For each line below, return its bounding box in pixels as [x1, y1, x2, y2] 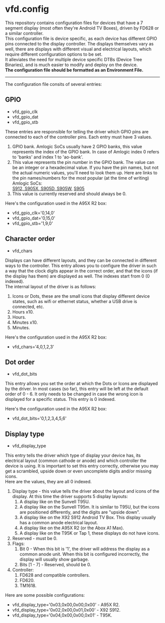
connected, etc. [12, 304, 44, 310]
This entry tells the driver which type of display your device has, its [5, 453, 141, 459]
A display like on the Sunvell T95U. [19, 499, 90, 505]
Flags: [12, 541, 25, 546]
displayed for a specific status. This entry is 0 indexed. [5, 396, 116, 402]
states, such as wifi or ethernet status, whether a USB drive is [12, 298, 137, 304]
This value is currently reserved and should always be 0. [12, 191, 127, 196]
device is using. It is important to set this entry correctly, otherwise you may [5, 463, 159, 469]
